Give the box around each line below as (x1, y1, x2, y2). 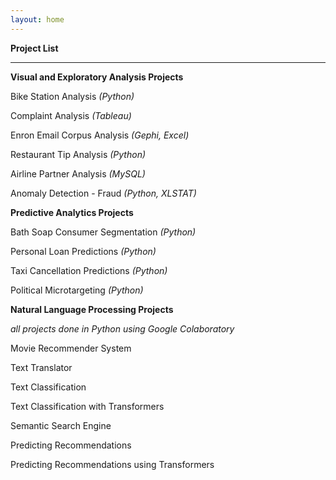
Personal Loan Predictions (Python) (10, 245, 157, 257)
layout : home (10, 14, 65, 25)
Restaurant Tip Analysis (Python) (10, 148, 147, 160)
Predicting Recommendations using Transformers (10, 458, 215, 470)
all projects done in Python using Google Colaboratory (10, 322, 235, 335)
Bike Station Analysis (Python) (10, 90, 135, 102)
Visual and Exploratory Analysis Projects (10, 71, 184, 83)
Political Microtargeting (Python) (10, 284, 144, 296)
